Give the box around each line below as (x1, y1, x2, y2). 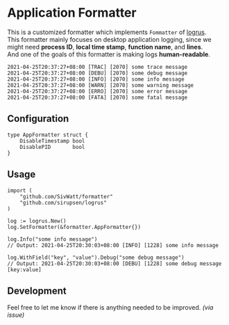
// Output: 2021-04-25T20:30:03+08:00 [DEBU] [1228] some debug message (7, 260, 222, 267)
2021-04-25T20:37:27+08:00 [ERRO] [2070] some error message (7, 88, 188, 95)
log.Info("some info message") (7, 235, 98, 243)
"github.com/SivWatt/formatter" (19, 193, 113, 200)
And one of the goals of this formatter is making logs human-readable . (7, 50, 210, 58)
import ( (7, 187, 33, 194)
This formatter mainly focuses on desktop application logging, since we (7, 35, 212, 43)
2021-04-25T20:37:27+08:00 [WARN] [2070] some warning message (7, 81, 194, 88)
